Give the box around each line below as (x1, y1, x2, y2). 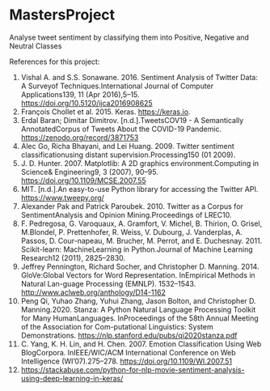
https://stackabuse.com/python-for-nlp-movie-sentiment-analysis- (20, 364, 245, 374)
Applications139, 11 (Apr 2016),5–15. (20, 89, 140, 99)
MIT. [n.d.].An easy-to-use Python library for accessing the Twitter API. (20, 184, 259, 193)
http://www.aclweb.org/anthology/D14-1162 (20, 287, 167, 297)
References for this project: (9, 57, 100, 66)
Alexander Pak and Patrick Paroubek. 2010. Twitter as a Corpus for (20, 201, 243, 211)
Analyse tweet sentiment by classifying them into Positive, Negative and (9, 32, 250, 42)
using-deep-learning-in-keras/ (20, 373, 124, 383)
